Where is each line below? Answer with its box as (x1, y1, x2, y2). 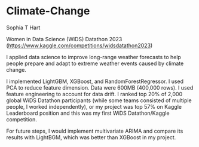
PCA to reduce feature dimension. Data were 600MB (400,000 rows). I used (6, 84, 194, 91)
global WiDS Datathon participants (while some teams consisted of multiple (6, 97, 192, 104)
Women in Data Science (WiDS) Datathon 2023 (6, 35, 123, 42)
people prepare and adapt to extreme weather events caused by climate (6, 60, 184, 67)
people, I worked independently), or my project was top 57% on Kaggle (6, 103, 182, 110)
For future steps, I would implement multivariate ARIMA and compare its (6, 127, 183, 134)
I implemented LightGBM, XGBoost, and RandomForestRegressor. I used (6, 78, 184, 85)
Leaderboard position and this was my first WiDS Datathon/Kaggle (6, 109, 170, 117)
